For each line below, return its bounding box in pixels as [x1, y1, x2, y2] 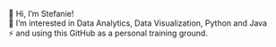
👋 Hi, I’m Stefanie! [8, 9, 74, 19]
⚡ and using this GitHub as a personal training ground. [8, 27, 208, 38]
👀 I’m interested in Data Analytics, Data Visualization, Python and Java [8, 18, 268, 28]
